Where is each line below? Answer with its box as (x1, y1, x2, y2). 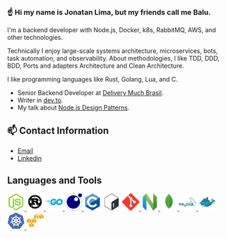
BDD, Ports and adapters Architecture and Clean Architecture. (7, 61, 184, 70)
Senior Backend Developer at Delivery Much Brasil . (17, 89, 164, 97)
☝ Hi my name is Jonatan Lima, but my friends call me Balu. (7, 7, 211, 17)
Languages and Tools (7, 174, 102, 186)
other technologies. (7, 34, 63, 42)
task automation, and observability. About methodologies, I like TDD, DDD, (7, 54, 220, 63)
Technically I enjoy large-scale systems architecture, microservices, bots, (7, 47, 218, 55)
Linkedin (17, 154, 42, 163)
